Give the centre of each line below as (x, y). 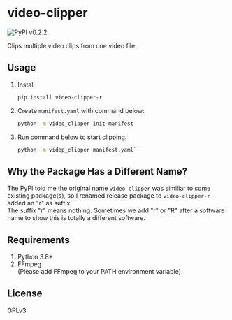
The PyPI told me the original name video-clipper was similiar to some (109, 188)
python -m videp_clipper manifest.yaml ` (77, 150)
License (25, 294)
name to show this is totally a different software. (76, 218)
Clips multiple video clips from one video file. (72, 45)
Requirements (38, 240)
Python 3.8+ (35, 257)
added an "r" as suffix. (39, 203)
